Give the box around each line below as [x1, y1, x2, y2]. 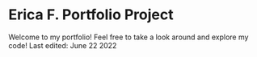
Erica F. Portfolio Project [8, 6, 174, 24]
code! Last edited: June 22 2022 [8, 40, 117, 50]
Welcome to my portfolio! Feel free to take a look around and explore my [8, 32, 249, 42]
